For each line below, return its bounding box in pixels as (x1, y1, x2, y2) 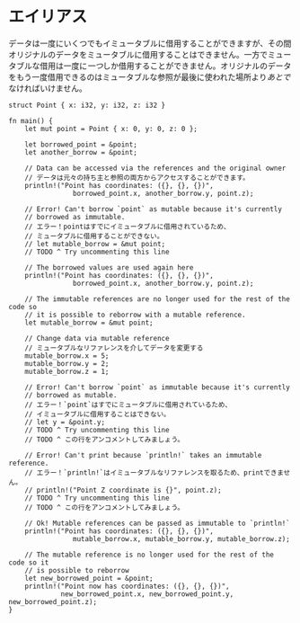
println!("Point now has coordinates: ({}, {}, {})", (24, 582, 230, 591)
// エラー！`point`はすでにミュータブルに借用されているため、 (24, 400, 233, 409)
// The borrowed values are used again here (24, 263, 194, 272)
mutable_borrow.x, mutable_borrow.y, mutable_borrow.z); (72, 534, 291, 543)
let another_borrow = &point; (24, 147, 138, 156)
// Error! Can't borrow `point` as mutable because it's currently (24, 204, 282, 214)
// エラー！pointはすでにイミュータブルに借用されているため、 (24, 222, 231, 231)
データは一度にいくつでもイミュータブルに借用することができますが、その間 (8, 38, 292, 49)
